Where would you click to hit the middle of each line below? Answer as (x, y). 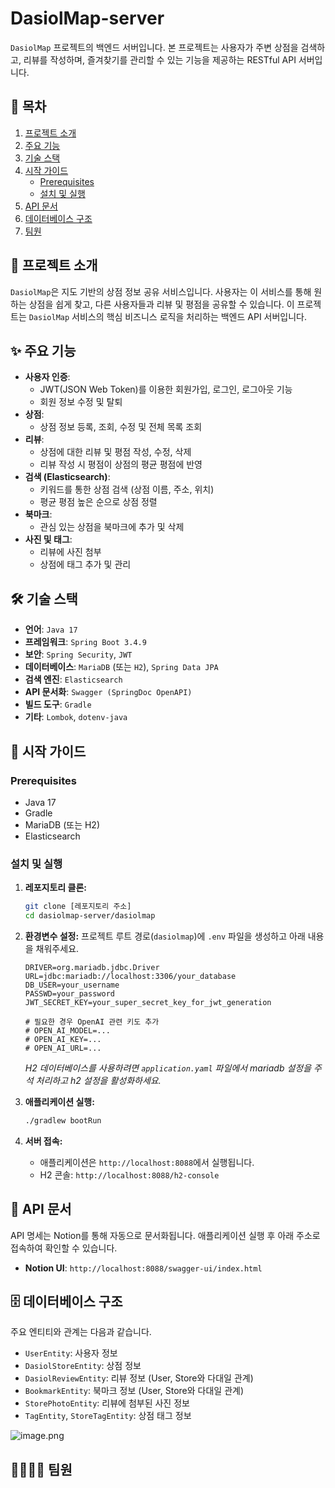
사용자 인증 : (47, 377)
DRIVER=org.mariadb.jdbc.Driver (92, 967)
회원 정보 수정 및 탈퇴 (81, 402)
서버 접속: (43, 1141)
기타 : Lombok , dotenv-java (76, 717)
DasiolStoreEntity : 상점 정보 (83, 1366)
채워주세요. (57, 948)
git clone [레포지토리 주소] (78, 907)
